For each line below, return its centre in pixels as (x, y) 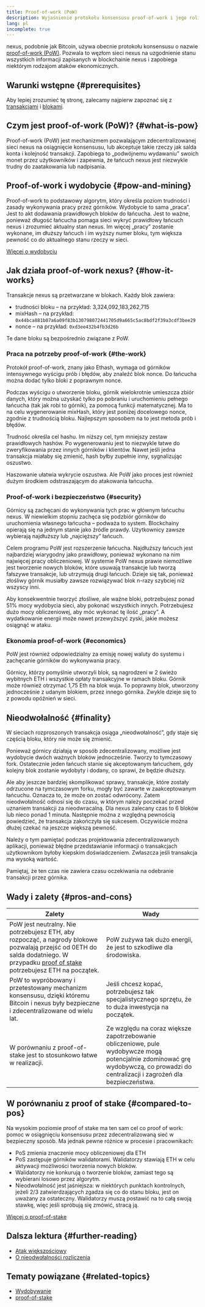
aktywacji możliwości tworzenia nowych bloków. (76, 1166)
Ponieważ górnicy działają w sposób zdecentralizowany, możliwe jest (94, 751)
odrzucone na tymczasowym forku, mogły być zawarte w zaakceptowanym (101, 789)
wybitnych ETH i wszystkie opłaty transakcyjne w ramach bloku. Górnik (96, 679)
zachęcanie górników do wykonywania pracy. (64, 661)
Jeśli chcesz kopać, (134, 984)
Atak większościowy (41, 1251)
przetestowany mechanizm (48, 988)
